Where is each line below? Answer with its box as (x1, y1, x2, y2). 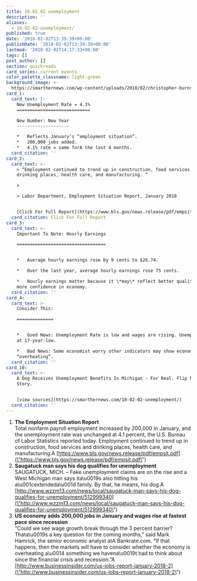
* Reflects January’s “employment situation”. (16, 133, 138, 140)
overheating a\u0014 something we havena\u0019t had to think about (14, 549, 183, 556)
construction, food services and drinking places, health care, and (14, 443, 172, 450)
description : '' (6, 14, 46, 20)
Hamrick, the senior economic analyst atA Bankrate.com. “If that (14, 537, 170, 544)
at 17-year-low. (16, 338, 57, 343)
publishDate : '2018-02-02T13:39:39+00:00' (6, 42, 111, 48)
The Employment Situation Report (14, 418, 99, 425)
